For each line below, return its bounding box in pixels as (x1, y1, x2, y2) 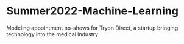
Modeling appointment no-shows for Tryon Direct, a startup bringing (6, 24, 179, 31)
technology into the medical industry (6, 30, 99, 37)
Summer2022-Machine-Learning (6, 4, 179, 18)
